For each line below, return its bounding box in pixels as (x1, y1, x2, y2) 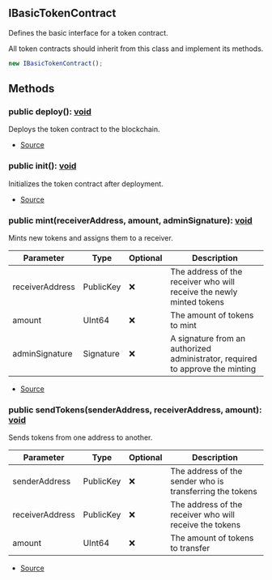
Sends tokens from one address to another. (8, 433, 153, 442)
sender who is (169, 476, 224, 487)
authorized (169, 343, 212, 354)
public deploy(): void (8, 106, 91, 117)
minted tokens (169, 296, 225, 307)
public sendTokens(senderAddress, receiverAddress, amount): (8, 404, 262, 416)
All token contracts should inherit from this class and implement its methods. (8, 44, 264, 53)
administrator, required (169, 352, 257, 364)
